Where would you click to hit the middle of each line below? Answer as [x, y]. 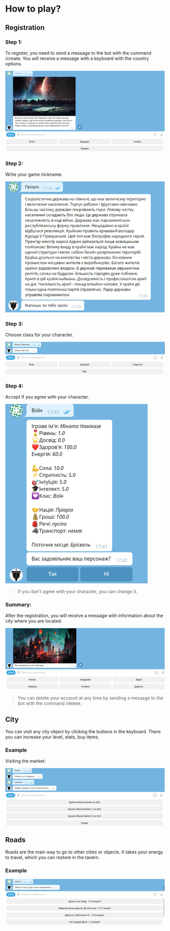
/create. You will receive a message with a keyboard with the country [77, 58]
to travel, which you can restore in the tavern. [53, 857]
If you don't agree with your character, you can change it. [77, 592]
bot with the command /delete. [50, 703]
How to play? [33, 9]
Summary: [18, 604]
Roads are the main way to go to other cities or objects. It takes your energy [84, 852]
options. [14, 63]
